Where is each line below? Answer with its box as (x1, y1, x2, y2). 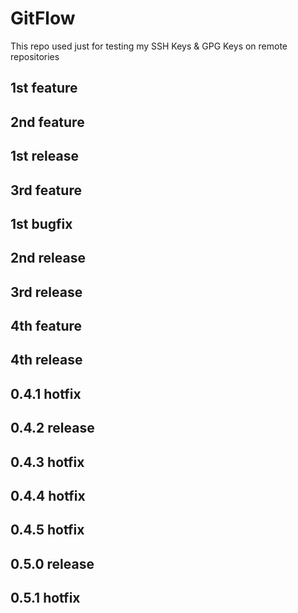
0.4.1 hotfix (10, 385, 82, 402)
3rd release (10, 283, 83, 301)
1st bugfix (10, 215, 73, 232)
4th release (10, 352, 83, 369)
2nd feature (10, 113, 85, 131)
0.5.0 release (10, 555, 95, 572)
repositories (10, 50, 60, 62)
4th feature (10, 318, 83, 335)
